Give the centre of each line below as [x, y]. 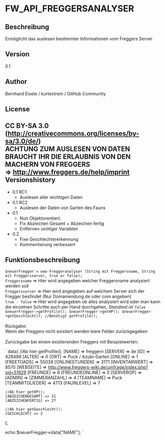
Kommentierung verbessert [47, 244]
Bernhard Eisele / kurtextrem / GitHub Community [55, 93]
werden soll [17, 286]
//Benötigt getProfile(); [71, 316]
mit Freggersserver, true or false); [44, 276]
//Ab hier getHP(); [25, 392]
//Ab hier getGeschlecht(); [34, 409]
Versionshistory [30, 180]
